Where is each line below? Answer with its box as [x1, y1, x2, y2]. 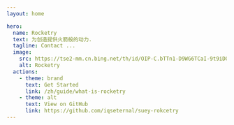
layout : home [6, 10, 45, 17]
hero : [6, 22, 22, 30]
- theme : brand [19, 75, 64, 82]
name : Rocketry [13, 29, 57, 36]
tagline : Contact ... [13, 43, 76, 50]
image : [13, 49, 32, 56]
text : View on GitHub [24, 101, 89, 108]
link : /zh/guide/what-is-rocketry [24, 88, 126, 95]
